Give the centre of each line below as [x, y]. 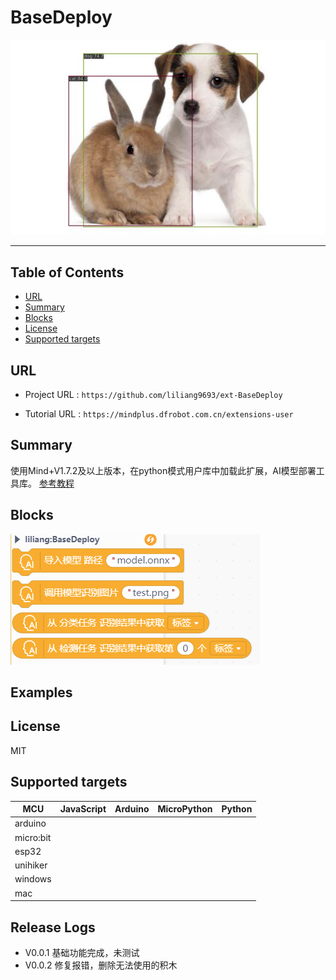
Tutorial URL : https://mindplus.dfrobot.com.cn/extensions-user [159, 414]
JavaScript [83, 809]
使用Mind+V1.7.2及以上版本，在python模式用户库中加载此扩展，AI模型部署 [163, 470]
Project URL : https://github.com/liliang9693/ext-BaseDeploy [153, 395]
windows [33, 879]
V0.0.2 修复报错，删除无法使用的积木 [101, 965]
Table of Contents [67, 272]
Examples [41, 692]
